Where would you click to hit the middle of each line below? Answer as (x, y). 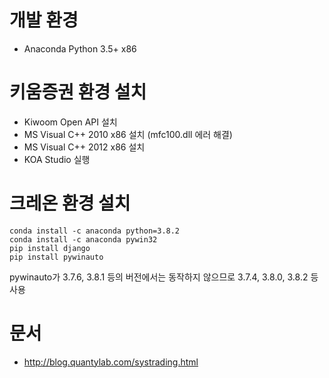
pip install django (50, 248)
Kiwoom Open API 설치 (70, 122)
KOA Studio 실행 (57, 159)
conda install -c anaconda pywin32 (83, 239)
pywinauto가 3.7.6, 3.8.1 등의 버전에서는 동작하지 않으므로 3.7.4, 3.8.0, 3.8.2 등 (164, 277)
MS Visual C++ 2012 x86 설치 (84, 147)
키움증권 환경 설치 (78, 92)
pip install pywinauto (56, 257)
